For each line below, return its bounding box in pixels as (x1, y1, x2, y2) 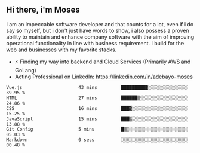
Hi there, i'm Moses (6, 5, 80, 15)
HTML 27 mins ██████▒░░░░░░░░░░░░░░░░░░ (6, 95, 188, 101)
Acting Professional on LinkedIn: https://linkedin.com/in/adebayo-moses (14, 73, 193, 80)
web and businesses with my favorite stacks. (6, 46, 117, 53)
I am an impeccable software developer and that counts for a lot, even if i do (6, 20, 194, 27)
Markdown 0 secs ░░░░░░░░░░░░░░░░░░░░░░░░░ (6, 137, 188, 143)
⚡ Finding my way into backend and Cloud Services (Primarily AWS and (14, 58, 191, 65)
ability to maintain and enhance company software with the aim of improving (6, 33, 195, 41)
